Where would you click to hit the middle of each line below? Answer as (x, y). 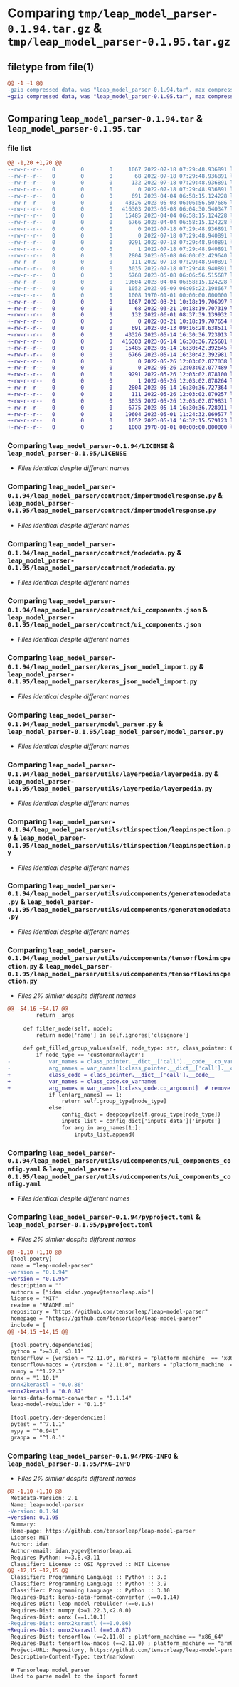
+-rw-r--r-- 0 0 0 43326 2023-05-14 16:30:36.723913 (117, 335)
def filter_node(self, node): (68, 1028)
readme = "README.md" (42, 1305)
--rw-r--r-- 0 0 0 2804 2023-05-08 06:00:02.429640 (117, 255)
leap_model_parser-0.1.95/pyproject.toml (80, 1224)
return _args (55, 1016)
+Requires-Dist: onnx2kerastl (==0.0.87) (70, 1630)
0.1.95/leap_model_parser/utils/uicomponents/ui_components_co (119, 1176)
